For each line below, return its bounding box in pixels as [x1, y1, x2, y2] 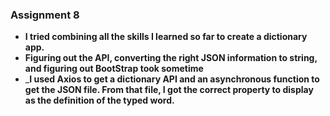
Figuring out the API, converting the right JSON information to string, [24, 52, 318, 64]
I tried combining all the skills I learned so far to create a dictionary [24, 31, 308, 43]
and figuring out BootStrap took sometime [24, 63, 204, 75]
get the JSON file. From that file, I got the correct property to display [24, 84, 314, 96]
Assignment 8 [10, 8, 80, 22]
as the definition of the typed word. [24, 94, 175, 107]
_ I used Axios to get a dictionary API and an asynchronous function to [24, 73, 320, 85]
